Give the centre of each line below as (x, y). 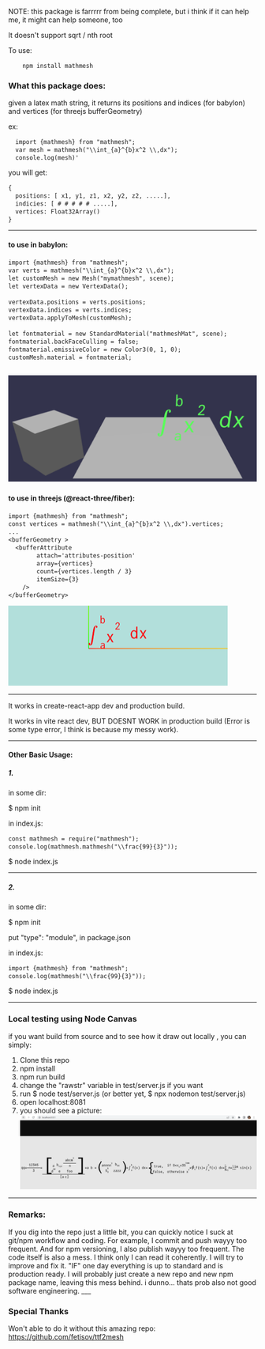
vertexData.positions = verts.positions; (77, 302)
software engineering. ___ (50, 1290)
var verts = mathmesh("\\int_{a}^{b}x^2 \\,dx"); (91, 270)
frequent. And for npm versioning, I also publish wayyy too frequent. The (126, 1249)
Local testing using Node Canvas (73, 1019)
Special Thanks (39, 1311)
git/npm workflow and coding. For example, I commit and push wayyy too (127, 1240)
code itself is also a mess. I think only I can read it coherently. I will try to (126, 1257)
